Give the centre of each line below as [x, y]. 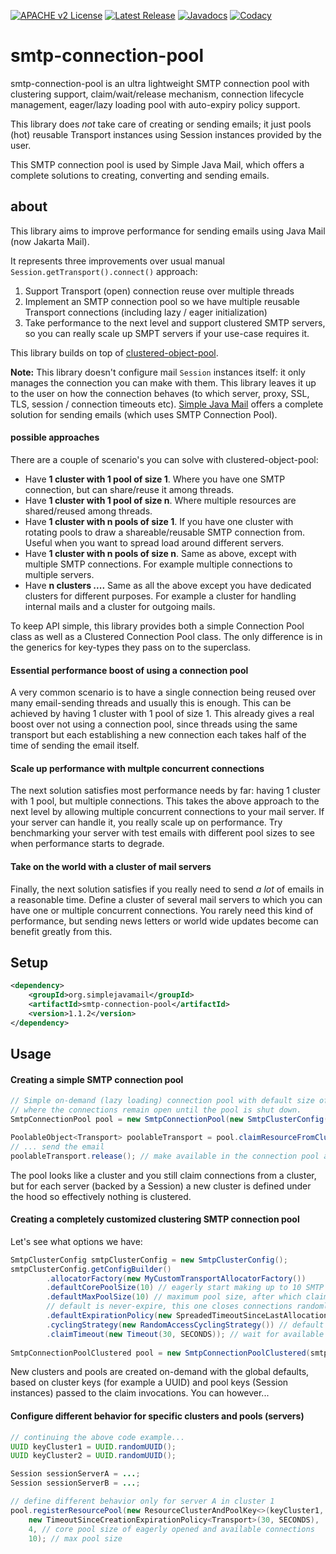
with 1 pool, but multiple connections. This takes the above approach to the [165, 801]
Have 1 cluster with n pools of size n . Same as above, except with [160, 553]
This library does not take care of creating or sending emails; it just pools [161, 124]
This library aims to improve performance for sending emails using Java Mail [168, 231]
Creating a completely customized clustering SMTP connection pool [155, 1219]
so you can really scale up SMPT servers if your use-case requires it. [167, 333]
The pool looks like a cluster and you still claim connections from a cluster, [163, 1175]
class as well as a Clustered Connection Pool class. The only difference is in [166, 636]
